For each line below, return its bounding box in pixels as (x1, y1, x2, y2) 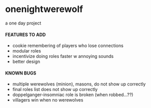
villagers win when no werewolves (12, 97, 83, 103)
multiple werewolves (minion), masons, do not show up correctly (12, 81, 146, 87)
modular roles (12, 48, 41, 54)
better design (12, 58, 40, 64)
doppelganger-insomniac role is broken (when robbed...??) (12, 91, 133, 98)
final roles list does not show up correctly (12, 86, 98, 92)
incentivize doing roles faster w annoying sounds (12, 53, 114, 59)
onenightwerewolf (5, 3, 83, 15)
